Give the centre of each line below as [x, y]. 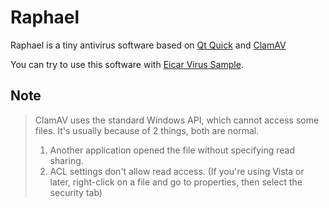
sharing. [66, 160]
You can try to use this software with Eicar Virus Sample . [127, 64]
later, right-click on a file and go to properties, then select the [176, 182]
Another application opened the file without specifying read [172, 150]
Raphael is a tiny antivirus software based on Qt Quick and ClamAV [148, 45]
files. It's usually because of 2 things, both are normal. [147, 130]
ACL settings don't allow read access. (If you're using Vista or [177, 171]
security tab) [76, 192]
